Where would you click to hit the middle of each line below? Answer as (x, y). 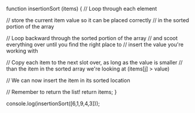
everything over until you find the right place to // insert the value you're (95, 45)
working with (22, 51)
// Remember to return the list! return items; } (62, 92)
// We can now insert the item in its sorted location (68, 80)
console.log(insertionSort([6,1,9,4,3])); (53, 103)
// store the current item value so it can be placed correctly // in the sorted (98, 20)
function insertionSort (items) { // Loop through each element (82, 9)
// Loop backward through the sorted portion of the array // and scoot (92, 38)
